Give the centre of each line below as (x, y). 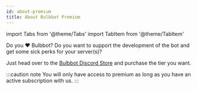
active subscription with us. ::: (42, 81)
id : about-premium (29, 11)
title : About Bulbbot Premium (43, 17)
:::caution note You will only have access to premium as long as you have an (98, 74)
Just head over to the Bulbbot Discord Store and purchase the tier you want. (99, 63)
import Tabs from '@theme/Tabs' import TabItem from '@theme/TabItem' (95, 34)
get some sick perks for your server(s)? (54, 51)
